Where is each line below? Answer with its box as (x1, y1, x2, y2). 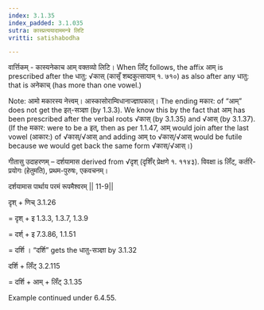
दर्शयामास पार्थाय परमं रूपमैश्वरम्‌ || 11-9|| (8, 182, 114, 192)
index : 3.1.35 (8, 11, 56, 20)
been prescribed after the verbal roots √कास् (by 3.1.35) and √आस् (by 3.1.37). (8, 114, 256, 124)
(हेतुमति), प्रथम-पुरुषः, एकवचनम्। (23, 166, 109, 176)
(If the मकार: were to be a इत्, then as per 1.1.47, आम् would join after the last (8, 123, 249, 133)
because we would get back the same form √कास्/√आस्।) (8, 141, 193, 151)
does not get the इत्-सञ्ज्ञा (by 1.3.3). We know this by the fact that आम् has (8, 105, 246, 115)
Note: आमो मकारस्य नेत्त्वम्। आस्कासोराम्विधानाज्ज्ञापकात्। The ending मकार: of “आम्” (8, 96, 243, 106)
